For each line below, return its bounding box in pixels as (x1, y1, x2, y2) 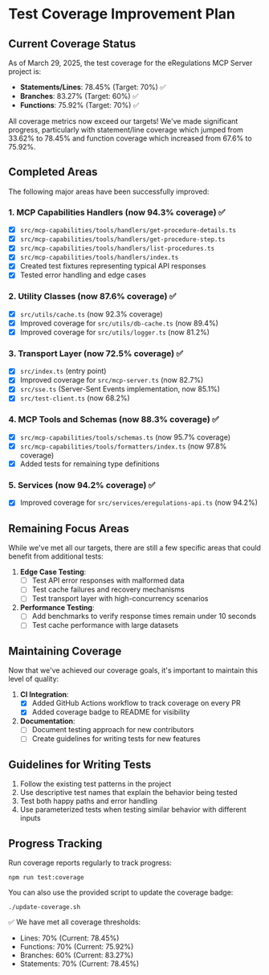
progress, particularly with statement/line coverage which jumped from (8, 125, 243, 134)
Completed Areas (8, 166, 98, 179)
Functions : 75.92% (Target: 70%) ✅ (19, 100, 140, 109)
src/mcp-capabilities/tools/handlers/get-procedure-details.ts (19, 227, 237, 235)
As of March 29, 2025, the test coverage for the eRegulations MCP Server (8, 58, 253, 68)
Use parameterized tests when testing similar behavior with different (19, 805, 247, 814)
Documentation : (19, 716, 75, 726)
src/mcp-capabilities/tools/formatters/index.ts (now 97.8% (19, 441, 227, 451)
